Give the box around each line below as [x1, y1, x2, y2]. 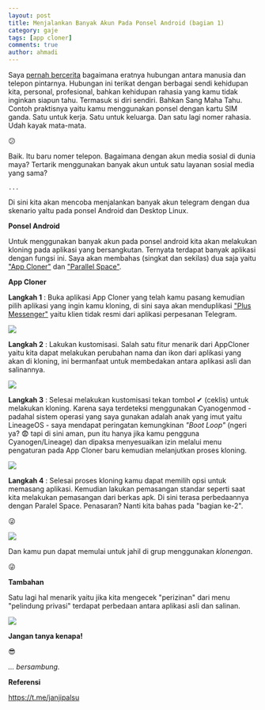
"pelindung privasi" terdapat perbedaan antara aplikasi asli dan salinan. [8, 601, 241, 610]
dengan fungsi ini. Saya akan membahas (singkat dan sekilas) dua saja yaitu [8, 254, 257, 262]
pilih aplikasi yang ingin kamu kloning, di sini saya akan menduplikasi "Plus [8, 301, 252, 310]
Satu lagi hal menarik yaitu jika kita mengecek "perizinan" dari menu [8, 593, 231, 602]
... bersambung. [8, 662, 60, 671]
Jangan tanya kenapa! [8, 632, 83, 640]
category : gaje [8, 26, 59, 34]
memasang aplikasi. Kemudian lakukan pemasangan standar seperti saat [8, 484, 245, 494]
